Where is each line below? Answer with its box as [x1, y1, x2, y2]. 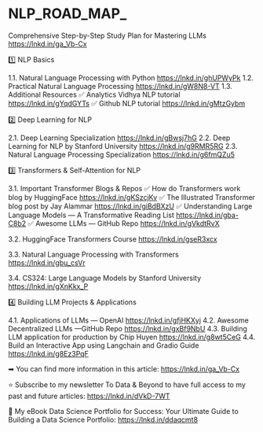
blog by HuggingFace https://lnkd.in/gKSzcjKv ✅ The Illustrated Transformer [8, 192, 255, 201]
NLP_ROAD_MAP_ [8, 5, 127, 23]
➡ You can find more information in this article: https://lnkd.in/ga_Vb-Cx [8, 364, 240, 374]
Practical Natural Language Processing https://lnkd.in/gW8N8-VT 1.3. [8, 81, 233, 90]
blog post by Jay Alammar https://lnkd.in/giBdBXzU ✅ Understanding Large [8, 201, 253, 211]
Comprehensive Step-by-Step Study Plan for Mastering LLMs [8, 31, 206, 40]
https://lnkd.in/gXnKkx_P [8, 281, 89, 291]
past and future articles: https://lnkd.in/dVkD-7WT [8, 391, 170, 401]
